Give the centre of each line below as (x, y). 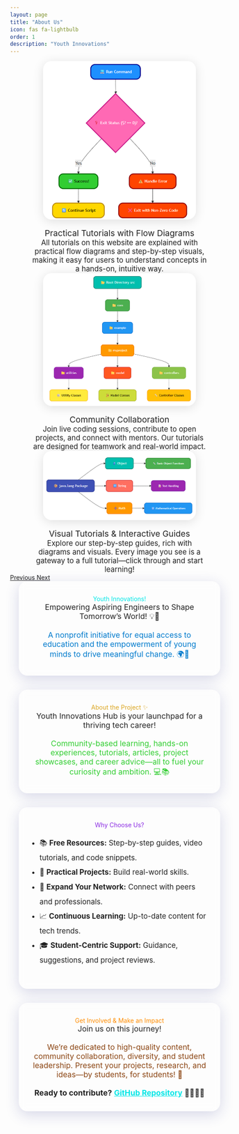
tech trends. (60, 930)
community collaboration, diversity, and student (119, 1056)
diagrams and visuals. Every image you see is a (119, 552)
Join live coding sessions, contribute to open (119, 429)
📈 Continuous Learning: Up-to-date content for (123, 917)
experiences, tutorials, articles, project (119, 753)
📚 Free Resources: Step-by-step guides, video (121, 843)
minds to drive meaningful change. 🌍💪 (119, 654)
